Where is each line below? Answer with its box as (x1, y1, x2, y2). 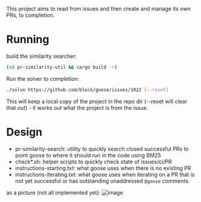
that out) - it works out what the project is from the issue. (6, 104, 148, 111)
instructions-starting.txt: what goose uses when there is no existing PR (14, 164, 191, 171)
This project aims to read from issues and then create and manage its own (6, 5, 191, 12)
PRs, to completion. (6, 11, 55, 19)
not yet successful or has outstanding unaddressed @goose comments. (14, 177, 190, 185)
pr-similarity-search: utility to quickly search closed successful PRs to (14, 145, 189, 153)
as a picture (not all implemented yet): (6, 189, 101, 196)
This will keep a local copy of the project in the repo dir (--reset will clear (6, 98, 188, 105)
